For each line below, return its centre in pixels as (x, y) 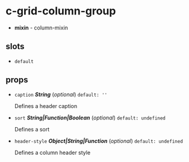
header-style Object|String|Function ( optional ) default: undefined (98, 141)
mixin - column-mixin (41, 28)
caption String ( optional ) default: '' (61, 94)
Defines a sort (32, 129)
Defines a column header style (52, 152)
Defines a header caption (46, 106)
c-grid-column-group (61, 11)
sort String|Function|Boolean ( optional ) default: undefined (90, 118)
